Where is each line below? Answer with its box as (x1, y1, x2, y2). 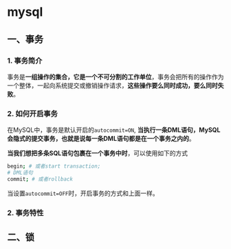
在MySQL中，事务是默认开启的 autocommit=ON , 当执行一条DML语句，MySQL (7, 126, 221, 135)
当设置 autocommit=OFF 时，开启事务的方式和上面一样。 (7, 189, 159, 197)
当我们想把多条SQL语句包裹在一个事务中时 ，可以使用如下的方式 (7, 149, 188, 157)
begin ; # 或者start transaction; (7, 163, 101, 170)
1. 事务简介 (7, 56, 43, 66)
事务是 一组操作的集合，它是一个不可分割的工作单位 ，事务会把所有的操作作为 (7, 72, 224, 81)
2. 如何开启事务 (7, 108, 58, 118)
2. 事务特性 (7, 208, 44, 217)
